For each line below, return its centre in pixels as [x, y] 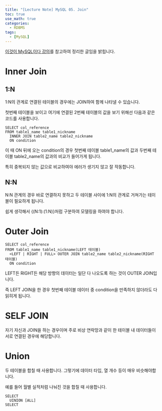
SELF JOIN [27, 316]
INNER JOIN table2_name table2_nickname [51, 136]
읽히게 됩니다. [18, 296]
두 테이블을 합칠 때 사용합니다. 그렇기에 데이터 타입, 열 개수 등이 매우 [70, 370]
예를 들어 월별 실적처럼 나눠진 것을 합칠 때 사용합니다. [56, 387]
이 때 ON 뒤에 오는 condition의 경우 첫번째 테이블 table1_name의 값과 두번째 [78, 150]
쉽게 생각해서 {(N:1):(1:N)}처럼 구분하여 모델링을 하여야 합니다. [64, 211]
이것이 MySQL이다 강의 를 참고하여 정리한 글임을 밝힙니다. [60, 51]
